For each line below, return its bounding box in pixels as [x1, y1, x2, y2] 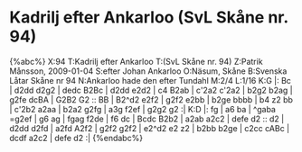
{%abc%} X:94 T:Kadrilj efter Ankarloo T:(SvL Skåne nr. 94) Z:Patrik [9, 56, 264, 67]
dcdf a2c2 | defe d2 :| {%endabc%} [9, 132, 143, 143]
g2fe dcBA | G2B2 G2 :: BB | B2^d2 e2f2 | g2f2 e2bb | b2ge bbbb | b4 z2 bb [9, 94, 294, 105]
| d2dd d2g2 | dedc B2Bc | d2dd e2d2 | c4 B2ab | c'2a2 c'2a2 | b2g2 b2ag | [9, 85, 293, 95]
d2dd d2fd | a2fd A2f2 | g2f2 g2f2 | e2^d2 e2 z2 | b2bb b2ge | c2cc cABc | [9, 122, 290, 133]
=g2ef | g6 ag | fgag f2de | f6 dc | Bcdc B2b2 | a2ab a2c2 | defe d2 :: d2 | [9, 113, 285, 124]
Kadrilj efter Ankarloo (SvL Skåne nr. [9, 7, 288, 28]
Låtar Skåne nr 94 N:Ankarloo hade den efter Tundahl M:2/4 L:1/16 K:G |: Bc [9, 75, 292, 85]
